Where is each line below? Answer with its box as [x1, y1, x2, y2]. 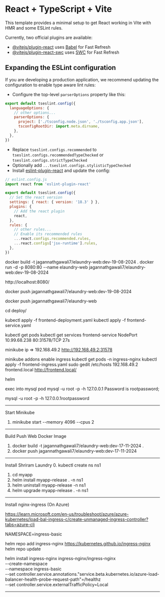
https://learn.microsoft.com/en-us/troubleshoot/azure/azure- [5, 511, 129, 517]
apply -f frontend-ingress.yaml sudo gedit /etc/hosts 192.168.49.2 [5, 361, 138, 367]
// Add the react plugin [14, 208, 65, 214]
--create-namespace [5, 561, 48, 566]
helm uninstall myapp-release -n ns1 [12, 482, 86, 488]
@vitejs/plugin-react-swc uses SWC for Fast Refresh [12, 49, 119, 55]
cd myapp [12, 471, 33, 477]
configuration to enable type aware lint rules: [5, 82, 96, 88]
